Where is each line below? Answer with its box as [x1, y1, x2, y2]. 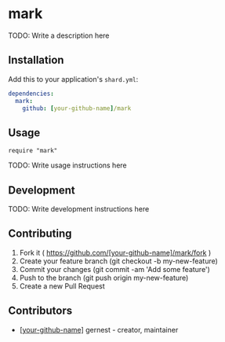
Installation [8, 53, 64, 67]
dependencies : [8, 90, 55, 97]
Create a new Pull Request [19, 281, 106, 291]
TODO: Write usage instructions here [8, 160, 127, 170]
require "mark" [8, 147, 58, 155]
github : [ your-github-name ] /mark [22, 104, 132, 112]
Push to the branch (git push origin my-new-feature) [19, 273, 189, 282]
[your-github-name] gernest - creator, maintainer [19, 325, 179, 334]
